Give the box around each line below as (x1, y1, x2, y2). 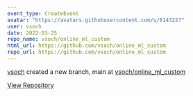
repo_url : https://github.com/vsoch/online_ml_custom (7, 49, 167, 56)
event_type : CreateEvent (7, 10, 79, 17)
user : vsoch (7, 23, 42, 30)
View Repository (7, 81, 54, 89)
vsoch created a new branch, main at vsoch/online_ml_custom (7, 67, 186, 76)
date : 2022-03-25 (7, 29, 58, 37)
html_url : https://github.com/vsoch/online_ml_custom (7, 42, 167, 49)
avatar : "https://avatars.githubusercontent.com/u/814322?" (7, 17, 185, 23)
